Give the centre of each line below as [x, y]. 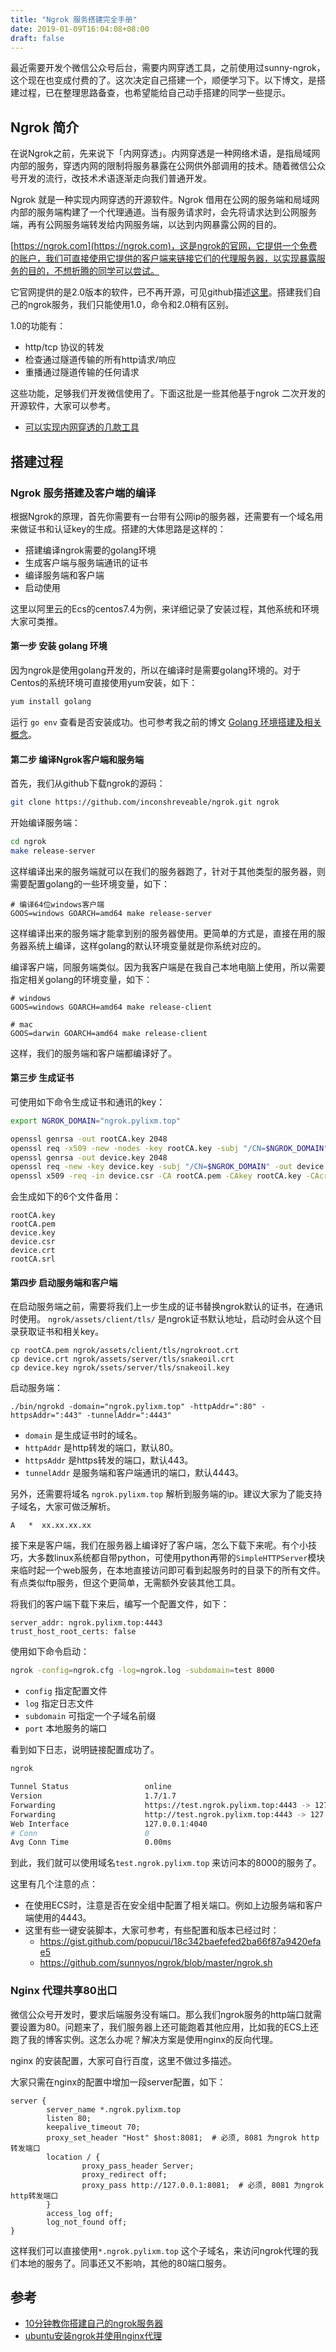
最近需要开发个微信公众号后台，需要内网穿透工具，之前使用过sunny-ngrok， [168, 68]
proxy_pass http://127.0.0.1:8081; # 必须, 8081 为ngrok [202, 2185]
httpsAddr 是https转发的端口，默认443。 [109, 1460]
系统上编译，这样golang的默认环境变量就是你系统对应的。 [147, 945]
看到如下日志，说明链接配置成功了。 [85, 1750]
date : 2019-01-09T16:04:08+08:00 [80, 29]
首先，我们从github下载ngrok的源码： [88, 783]
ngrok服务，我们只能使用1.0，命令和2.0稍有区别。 [131, 305]
